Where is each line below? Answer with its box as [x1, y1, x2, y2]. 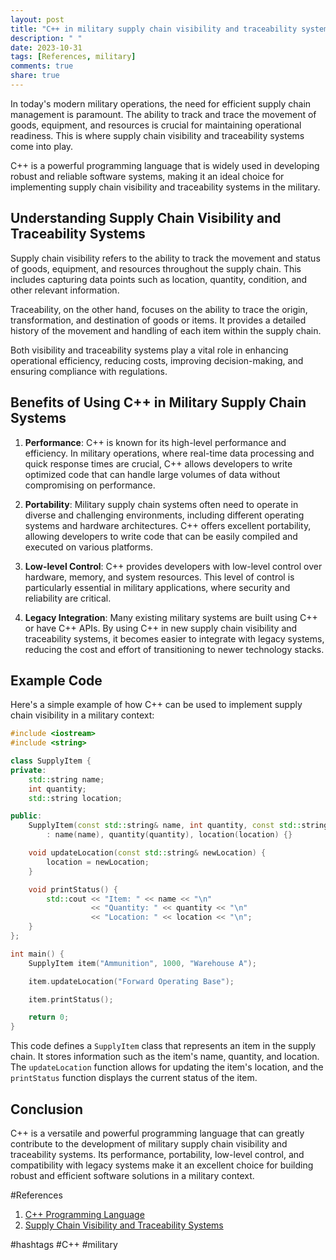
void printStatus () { [28, 884, 118, 895]
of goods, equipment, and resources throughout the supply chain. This [10, 262, 302, 275]
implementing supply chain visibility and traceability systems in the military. [10, 181, 321, 193]
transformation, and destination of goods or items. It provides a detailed [10, 314, 307, 326]
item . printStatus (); [28, 994, 114, 1005]
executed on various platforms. [24, 541, 153, 553]
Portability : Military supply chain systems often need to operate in [24, 498, 299, 510]
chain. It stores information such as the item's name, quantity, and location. [10, 1051, 320, 1063]
